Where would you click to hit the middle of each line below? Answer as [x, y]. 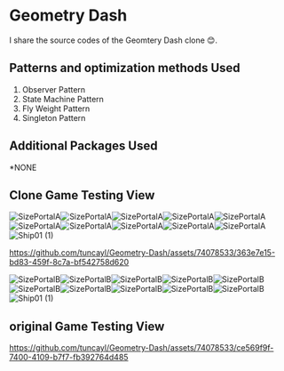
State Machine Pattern [63, 99]
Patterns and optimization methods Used [125, 68]
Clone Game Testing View [82, 195]
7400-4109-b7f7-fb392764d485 [69, 358]
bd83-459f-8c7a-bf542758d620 [69, 262]
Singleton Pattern [54, 117]
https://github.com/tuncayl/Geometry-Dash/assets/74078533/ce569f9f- [142, 348]
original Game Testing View [87, 326]
